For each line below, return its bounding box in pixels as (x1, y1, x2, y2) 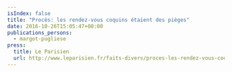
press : (7, 42, 26, 49)
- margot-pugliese (13, 36, 67, 43)
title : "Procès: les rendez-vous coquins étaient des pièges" (7, 16, 190, 23)
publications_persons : (7, 29, 72, 36)
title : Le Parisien (13, 49, 70, 56)
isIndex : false (7, 10, 51, 17)
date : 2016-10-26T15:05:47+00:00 (7, 23, 104, 29)
